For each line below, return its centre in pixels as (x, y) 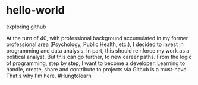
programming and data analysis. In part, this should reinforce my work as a (98, 50)
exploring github (26, 27)
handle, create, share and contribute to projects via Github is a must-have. (97, 69)
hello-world (36, 10)
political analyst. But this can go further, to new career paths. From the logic (99, 57)
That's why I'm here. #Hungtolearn (49, 76)
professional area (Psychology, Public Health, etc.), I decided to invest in (95, 44)
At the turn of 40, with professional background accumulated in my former (97, 38)
